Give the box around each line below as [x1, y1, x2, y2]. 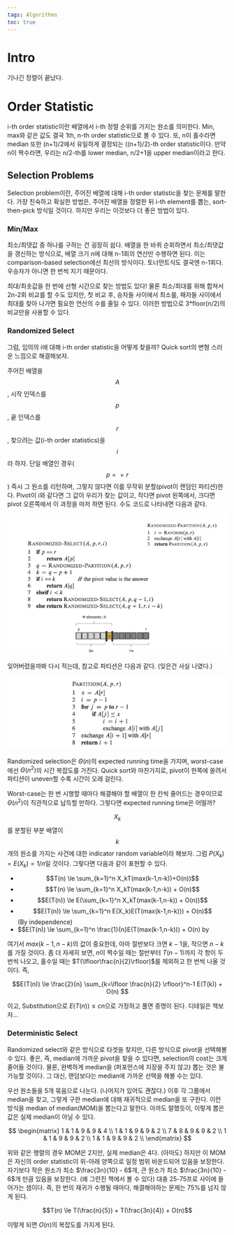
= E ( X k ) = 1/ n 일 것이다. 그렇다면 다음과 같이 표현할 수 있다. [7, 859, 168, 869]
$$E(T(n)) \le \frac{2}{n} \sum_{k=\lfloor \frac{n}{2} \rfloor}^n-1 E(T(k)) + [12, 980, 223, 988]
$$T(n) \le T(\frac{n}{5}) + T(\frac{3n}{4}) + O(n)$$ [42, 1206, 193, 1214]
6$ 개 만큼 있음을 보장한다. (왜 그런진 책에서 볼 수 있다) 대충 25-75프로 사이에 [7, 1174, 217, 1183]
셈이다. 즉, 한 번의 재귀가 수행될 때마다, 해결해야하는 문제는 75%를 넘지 [25, 1183, 219, 1192]
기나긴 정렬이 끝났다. [7, 73, 64, 82]
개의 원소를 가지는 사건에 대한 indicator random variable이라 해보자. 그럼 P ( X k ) [7, 849, 225, 859]
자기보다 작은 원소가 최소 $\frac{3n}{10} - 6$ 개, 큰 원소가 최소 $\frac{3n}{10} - [7, 1166, 227, 1174]
